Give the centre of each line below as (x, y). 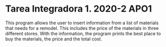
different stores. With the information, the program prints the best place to (83, 33)
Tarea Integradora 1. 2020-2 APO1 (79, 9)
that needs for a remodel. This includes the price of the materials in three (82, 28)
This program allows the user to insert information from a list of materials (82, 23)
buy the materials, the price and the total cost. (54, 39)
